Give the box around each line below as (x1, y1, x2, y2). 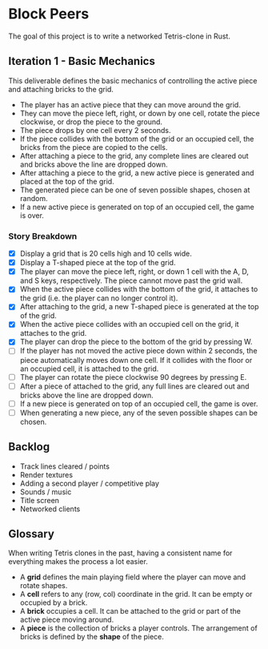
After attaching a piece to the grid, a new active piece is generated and (19, 167, 254, 177)
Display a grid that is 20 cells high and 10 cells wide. (19, 249, 192, 259)
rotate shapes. (19, 581, 68, 591)
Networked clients (19, 504, 81, 514)
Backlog (8, 440, 50, 453)
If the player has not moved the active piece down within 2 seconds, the (19, 346, 258, 356)
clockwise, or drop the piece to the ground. (19, 117, 162, 127)
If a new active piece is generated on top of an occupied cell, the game (19, 202, 254, 212)
